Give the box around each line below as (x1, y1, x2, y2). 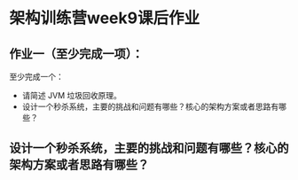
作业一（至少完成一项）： (9, 46, 144, 61)
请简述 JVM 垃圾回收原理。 (21, 90, 122, 100)
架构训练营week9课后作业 (9, 8, 200, 28)
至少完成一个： (9, 72, 64, 82)
